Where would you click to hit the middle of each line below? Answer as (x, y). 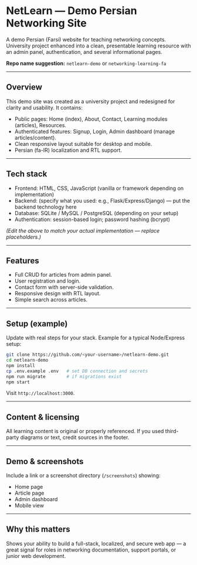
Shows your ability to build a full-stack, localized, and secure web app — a (96, 543)
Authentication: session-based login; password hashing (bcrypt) (92, 219)
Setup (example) (37, 324)
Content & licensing (43, 417)
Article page (29, 493)
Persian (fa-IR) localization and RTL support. (68, 150)
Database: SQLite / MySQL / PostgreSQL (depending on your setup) (96, 213)
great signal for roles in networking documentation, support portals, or (91, 550)
